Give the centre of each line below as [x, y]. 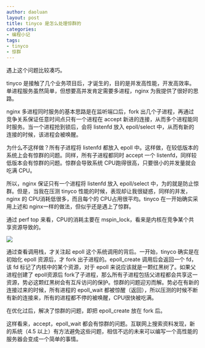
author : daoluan [27, 12]
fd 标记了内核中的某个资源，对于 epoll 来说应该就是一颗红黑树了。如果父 [105, 267]
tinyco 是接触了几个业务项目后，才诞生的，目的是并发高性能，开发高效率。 [100, 83]
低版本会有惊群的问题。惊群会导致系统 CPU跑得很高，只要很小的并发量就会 [101, 162]
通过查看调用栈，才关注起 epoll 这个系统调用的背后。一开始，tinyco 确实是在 [103, 251]
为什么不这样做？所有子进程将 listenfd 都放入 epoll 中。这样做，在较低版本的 [102, 147]
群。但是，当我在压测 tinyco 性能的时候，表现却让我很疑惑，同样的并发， [99, 191]
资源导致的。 [28, 227]
